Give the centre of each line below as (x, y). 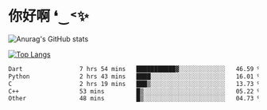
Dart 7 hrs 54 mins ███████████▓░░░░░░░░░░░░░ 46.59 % (135, 69)
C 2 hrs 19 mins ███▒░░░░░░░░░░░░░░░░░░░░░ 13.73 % (135, 84)
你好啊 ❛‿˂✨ (48, 16)
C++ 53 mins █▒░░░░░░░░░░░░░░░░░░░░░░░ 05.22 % (135, 91)
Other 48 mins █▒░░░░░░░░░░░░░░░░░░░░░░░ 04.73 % (135, 99)
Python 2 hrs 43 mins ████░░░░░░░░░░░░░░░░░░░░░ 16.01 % (135, 77)
